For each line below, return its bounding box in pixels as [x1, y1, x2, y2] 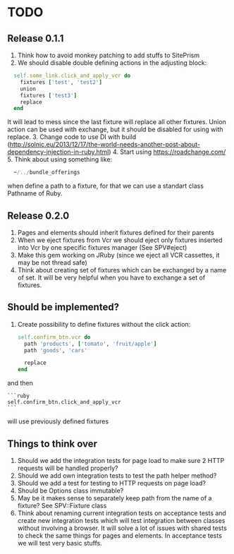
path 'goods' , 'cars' [24, 347, 88, 354]
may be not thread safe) [17, 258, 88, 267]
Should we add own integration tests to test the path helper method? [17, 471, 217, 480]
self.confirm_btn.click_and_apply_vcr [7, 399, 121, 406]
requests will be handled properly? [17, 464, 118, 472]
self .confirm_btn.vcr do [17, 333, 91, 341]
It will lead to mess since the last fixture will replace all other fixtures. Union [7, 118, 227, 126]
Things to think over [7, 438, 97, 450]
